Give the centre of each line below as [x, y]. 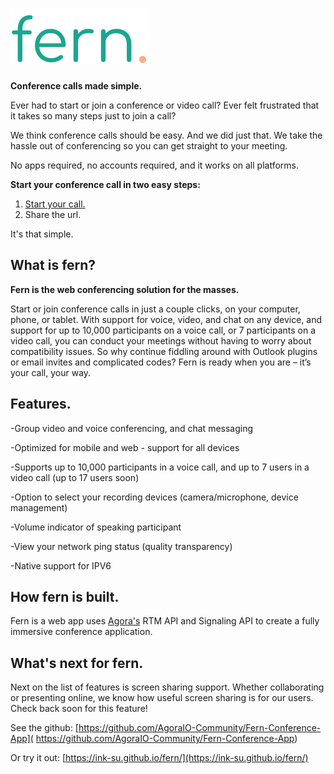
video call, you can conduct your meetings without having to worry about [161, 340]
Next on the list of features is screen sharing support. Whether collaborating [167, 687]
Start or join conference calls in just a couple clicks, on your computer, [155, 309]
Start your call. [55, 204]
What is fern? [53, 265]
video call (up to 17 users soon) [75, 477]
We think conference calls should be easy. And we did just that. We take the [166, 135]
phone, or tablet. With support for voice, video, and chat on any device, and [166, 319]
